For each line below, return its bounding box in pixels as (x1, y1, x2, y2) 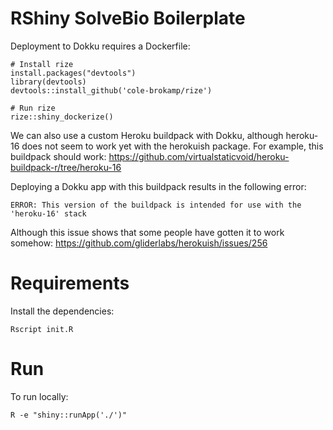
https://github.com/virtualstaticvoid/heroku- (108, 150, 290, 162)
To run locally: (10, 390, 69, 402)
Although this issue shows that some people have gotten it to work (10, 226, 285, 238)
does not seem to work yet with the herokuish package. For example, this (21, 140, 324, 152)
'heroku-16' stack (10, 208, 87, 219)
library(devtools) (10, 77, 87, 87)
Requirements (10, 272, 130, 295)
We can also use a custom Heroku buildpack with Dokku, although (10, 129, 284, 141)
